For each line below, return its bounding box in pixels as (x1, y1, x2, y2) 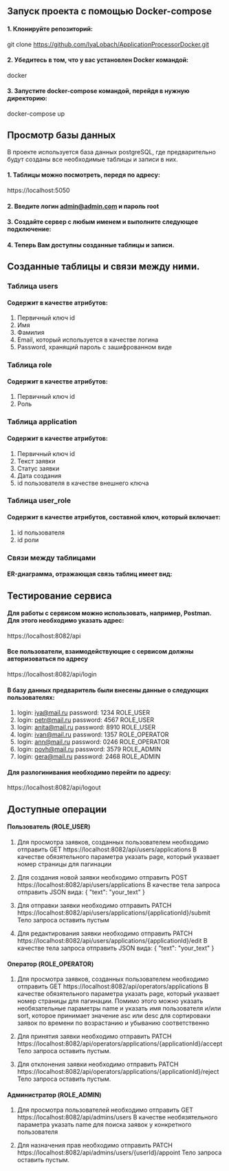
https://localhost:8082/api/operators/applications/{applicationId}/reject (17, 1068, 219, 1076)
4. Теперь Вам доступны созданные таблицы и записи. (7, 240, 175, 249)
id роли (17, 535, 39, 543)
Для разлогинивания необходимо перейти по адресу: (7, 768, 172, 776)
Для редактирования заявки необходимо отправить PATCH (17, 929, 193, 937)
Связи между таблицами (7, 552, 96, 562)
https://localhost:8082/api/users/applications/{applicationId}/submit (17, 909, 211, 917)
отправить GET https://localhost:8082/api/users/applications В (17, 845, 197, 853)
